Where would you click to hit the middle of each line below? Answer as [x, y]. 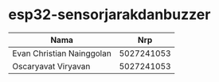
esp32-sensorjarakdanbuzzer [109, 15]
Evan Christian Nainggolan [62, 53]
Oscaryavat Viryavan [51, 66]
